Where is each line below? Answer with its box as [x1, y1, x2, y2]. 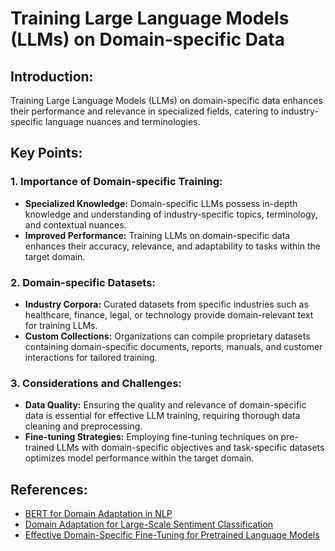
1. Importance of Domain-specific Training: [10, 175, 223, 189]
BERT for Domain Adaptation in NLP [24, 508, 173, 520]
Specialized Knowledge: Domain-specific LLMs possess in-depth [24, 197, 298, 209]
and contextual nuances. [24, 218, 127, 231]
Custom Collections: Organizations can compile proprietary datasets [24, 330, 311, 342]
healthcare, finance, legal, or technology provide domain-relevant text [24, 308, 314, 321]
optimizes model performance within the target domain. [24, 452, 255, 464]
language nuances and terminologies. [45, 116, 201, 127]
